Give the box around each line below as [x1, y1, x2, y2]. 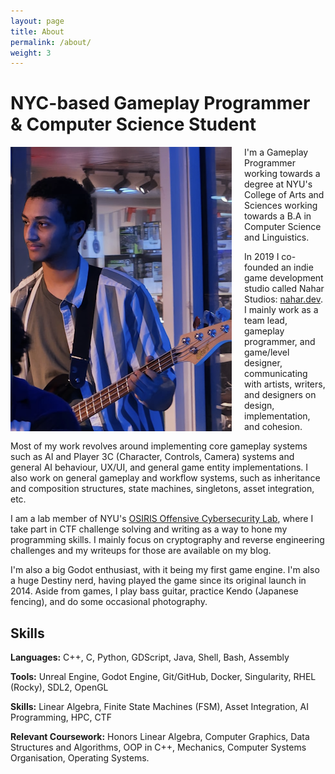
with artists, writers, [244, 378, 326, 390]
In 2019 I [244, 251, 280, 263]
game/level [244, 346, 290, 359]
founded [244, 261, 280, 274]
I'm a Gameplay [244, 146, 309, 159]
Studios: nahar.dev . [244, 293, 324, 305]
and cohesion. [244, 421, 303, 433]
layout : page [10, 16, 65, 26]
